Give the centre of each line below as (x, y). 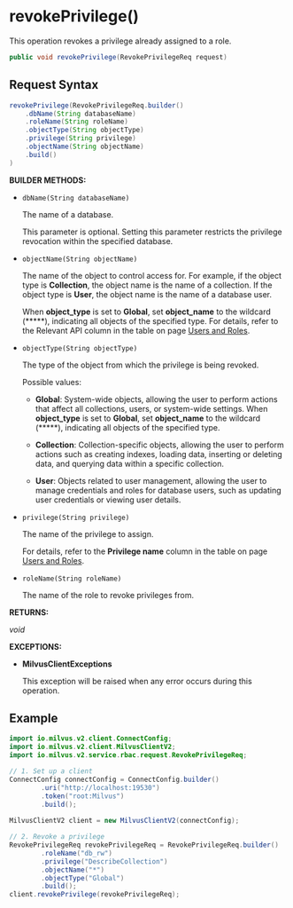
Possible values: (52, 382)
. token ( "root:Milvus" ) (83, 796)
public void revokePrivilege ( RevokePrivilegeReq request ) (118, 57)
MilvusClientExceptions (67, 664)
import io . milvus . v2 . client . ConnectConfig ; (91, 738)
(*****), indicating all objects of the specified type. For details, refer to (150, 320)
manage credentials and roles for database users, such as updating (158, 490)
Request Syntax (54, 85)
